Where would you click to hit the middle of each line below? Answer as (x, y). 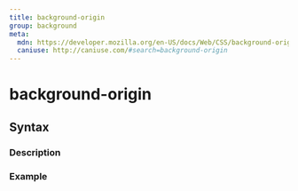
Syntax (29, 127)
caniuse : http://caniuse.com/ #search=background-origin (122, 51)
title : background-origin (57, 17)
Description (35, 152)
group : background (43, 26)
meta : (19, 34)
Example (28, 176)
